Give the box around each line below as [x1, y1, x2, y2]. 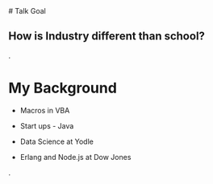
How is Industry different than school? [8, 30, 206, 43]
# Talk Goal [8, 6, 46, 15]
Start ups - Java [19, 121, 74, 130]
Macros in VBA [19, 105, 70, 115]
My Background [8, 79, 117, 97]
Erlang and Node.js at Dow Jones [19, 152, 132, 162]
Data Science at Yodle [19, 137, 94, 146]
